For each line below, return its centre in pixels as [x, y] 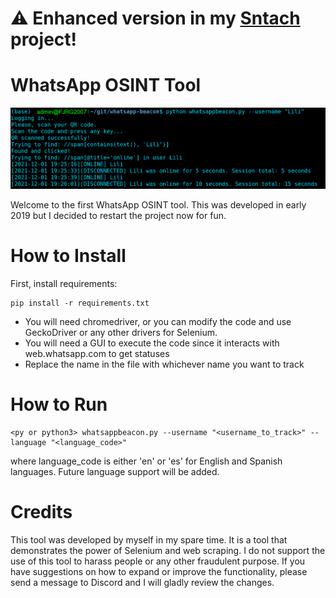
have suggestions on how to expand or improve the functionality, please [159, 571]
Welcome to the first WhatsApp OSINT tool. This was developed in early [158, 205]
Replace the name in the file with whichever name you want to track [164, 364]
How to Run [59, 404]
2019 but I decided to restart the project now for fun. [118, 216]
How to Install [68, 256]
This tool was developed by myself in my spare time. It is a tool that [149, 540]
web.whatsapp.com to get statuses [97, 354]
